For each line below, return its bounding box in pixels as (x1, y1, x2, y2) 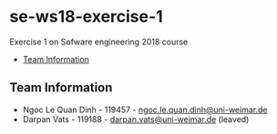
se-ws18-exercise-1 (9, 6, 164, 27)
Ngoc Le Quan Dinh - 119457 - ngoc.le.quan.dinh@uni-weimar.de (22, 104, 268, 115)
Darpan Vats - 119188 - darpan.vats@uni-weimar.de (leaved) (22, 113, 250, 124)
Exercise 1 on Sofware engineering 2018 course (9, 36, 189, 47)
